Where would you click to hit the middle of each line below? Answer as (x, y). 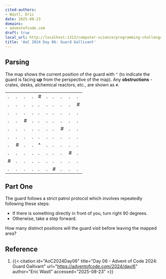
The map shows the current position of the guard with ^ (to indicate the (78, 74)
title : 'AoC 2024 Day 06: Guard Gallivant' (51, 42)
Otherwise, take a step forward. (44, 218)
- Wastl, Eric (20, 14)
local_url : (16, 38)
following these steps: (28, 204)
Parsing (17, 62)
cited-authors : (21, 10)
